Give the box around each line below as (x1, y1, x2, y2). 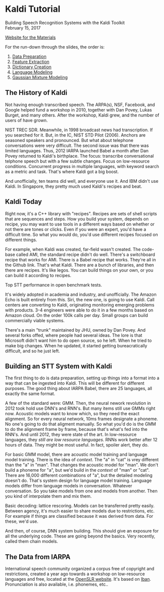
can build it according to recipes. (5, 272, 71, 278)
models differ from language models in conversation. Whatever (5, 483, 132, 489)
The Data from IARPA (5, 553, 71, 561)
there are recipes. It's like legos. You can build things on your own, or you (5, 267, 153, 273)
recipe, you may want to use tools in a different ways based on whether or (5, 221, 155, 227)
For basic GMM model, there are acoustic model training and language (5, 451, 147, 457)
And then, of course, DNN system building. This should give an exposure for (5, 528, 159, 534)
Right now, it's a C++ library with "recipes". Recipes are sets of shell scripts (5, 210, 157, 217)
